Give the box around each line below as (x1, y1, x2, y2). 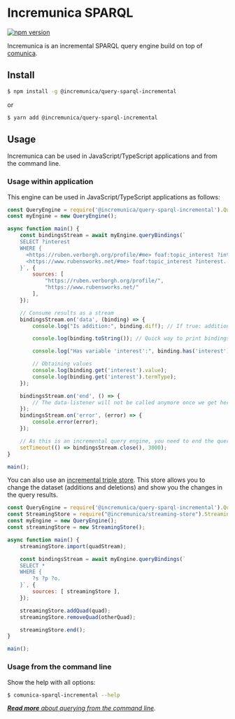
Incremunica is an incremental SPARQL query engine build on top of (7, 41, 203, 50)
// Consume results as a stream (20, 309, 114, 316)
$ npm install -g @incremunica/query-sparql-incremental (7, 87, 177, 95)
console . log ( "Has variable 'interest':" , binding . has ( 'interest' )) (32, 348, 233, 355)
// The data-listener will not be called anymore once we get (32, 399, 218, 406)
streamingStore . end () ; (20, 626, 86, 634)
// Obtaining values (32, 360, 92, 368)
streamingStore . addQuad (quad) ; (20, 607, 111, 614)
